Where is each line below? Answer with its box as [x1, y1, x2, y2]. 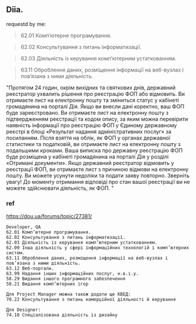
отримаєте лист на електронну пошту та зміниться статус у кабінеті [6, 96, 179, 103]
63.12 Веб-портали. [6, 265, 54, 271]
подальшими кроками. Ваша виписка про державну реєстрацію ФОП [6, 147, 183, 154]
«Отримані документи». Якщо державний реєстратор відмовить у [6, 159, 175, 166]
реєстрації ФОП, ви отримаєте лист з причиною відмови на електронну [6, 166, 189, 173]
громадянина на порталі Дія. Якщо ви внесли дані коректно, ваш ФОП [6, 103, 185, 110]
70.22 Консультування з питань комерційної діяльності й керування [6, 297, 176, 303]
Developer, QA [6, 224, 41, 230]
